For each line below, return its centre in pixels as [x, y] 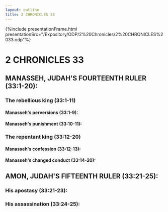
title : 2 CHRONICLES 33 [30, 15]
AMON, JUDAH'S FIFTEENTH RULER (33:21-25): [82, 176]
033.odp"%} [18, 39]
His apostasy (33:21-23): [36, 190]
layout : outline [22, 10]
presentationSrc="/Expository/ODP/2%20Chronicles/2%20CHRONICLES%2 [84, 34]
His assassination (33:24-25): [43, 204]
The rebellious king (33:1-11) [40, 100]
